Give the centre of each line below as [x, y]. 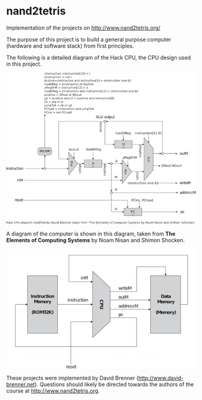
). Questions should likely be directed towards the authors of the [114, 384]
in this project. [24, 64]
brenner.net [20, 384]
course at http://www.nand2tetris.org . [53, 390]
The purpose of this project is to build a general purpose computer [89, 39]
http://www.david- [161, 378]
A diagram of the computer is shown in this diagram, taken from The [91, 234]
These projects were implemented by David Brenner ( [72, 378]
